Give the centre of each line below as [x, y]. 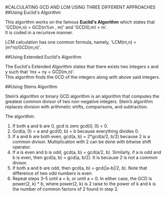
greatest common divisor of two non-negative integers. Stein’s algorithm [79, 101]
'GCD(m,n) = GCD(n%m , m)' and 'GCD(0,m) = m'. [56, 27]
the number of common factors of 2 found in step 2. [65, 189]
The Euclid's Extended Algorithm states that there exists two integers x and [82, 67]
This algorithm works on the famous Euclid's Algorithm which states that [80, 22]
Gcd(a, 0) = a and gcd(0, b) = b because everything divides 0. [76, 131]
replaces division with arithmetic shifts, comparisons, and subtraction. [77, 107]
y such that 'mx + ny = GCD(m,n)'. [40, 72]
